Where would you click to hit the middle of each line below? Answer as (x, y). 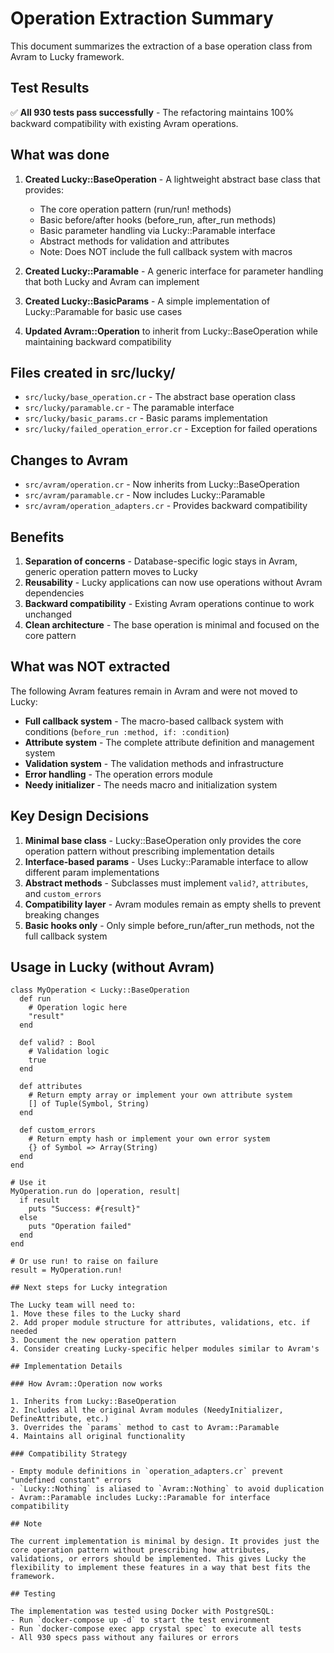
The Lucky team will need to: (73, 1305)
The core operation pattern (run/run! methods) (135, 209)
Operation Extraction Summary (142, 18)
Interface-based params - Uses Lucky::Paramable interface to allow (166, 861)
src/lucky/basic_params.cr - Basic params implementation (146, 418)
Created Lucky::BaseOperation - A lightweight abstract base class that (172, 179)
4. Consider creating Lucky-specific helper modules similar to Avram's (165, 1349)
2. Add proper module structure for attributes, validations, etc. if (160, 1323)
